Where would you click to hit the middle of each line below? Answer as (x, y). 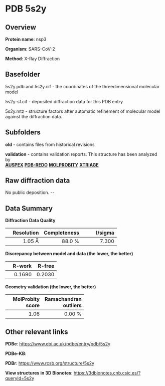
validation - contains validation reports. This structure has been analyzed (81, 154)
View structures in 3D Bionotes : (39, 373)
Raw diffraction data (38, 181)
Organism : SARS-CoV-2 (30, 49)
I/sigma (105, 233)
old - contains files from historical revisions (50, 144)
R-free (46, 266)
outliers (72, 305)
